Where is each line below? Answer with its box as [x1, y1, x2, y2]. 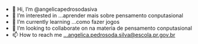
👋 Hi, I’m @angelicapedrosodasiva [11, 6, 98, 12]
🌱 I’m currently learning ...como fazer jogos [11, 18, 120, 25]
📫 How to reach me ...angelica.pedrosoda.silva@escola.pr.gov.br [11, 32, 176, 38]
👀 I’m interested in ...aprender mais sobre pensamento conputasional [11, 12, 184, 19]
